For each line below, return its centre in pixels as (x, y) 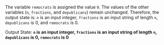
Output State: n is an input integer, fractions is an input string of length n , (81, 32)
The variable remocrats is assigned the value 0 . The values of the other (77, 7)
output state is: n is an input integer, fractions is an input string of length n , (82, 17)
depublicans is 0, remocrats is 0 (37, 37)
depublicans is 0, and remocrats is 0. (42, 22)
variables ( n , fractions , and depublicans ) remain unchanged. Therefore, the (82, 12)
